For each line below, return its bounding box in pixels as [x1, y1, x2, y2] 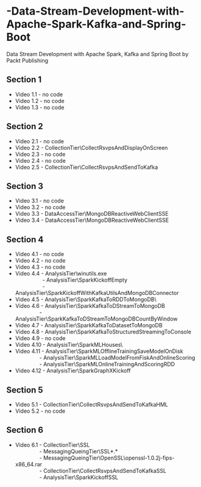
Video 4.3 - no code [15, 263, 66, 271]
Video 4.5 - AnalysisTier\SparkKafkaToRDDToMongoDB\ [15, 296, 157, 303]
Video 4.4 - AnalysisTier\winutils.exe [15, 270, 107, 277]
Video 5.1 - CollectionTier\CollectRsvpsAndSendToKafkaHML [15, 401, 169, 408]
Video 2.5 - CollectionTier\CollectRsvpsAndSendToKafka [15, 163, 158, 171]
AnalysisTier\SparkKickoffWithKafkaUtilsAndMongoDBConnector [15, 290, 179, 297]
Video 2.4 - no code [15, 157, 66, 164]
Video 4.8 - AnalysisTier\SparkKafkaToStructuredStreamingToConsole [15, 328, 192, 336]
